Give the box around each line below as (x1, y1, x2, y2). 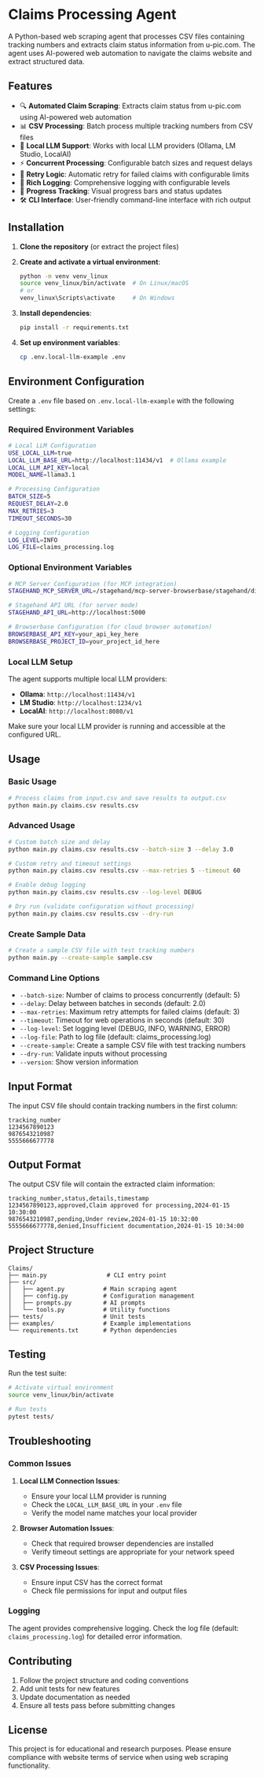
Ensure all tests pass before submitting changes (19, 1700, 175, 1710)
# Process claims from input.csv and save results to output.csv (8, 794, 226, 802)
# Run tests (8, 1405, 47, 1413)
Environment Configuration (8, 375, 145, 388)
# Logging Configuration (8, 529, 90, 536)
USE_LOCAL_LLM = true (8, 449, 72, 457)
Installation (8, 221, 64, 234)
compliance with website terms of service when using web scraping (8, 1753, 229, 1762)
